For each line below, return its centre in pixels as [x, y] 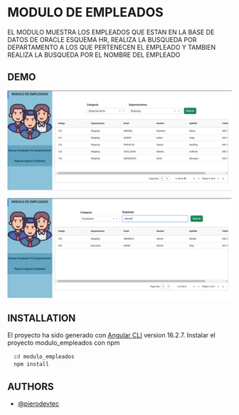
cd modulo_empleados [44, 357]
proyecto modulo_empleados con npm [64, 343]
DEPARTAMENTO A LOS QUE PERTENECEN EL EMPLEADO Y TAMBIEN [112, 47]
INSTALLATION [42, 318]
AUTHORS [31, 386]
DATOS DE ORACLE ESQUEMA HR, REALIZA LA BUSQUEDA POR [102, 39]
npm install [32, 364]
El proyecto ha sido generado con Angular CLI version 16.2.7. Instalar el [111, 335]
